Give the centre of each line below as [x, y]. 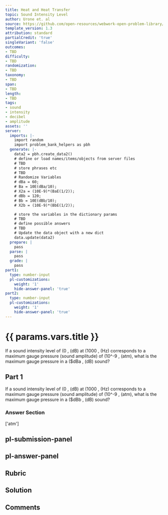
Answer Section [25, 412]
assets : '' [16, 126]
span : [11, 84]
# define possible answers [42, 224]
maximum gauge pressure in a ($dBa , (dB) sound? [57, 361]
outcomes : [15, 47]
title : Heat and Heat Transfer [38, 10]
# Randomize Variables [38, 177]
